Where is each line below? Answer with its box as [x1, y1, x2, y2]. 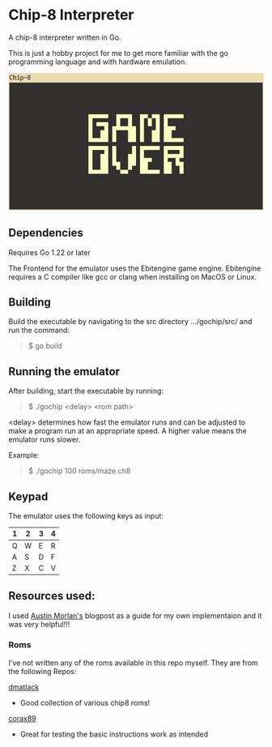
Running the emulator [8, 365, 120, 378]
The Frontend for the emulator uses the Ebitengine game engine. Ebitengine [8, 263, 261, 273]
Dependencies [8, 226, 83, 240]
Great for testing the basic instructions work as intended [19, 729, 209, 739]
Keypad [8, 489, 49, 503]
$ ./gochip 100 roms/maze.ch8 [28, 466, 131, 476]
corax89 [8, 713, 36, 723]
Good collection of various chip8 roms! [19, 698, 151, 707]
